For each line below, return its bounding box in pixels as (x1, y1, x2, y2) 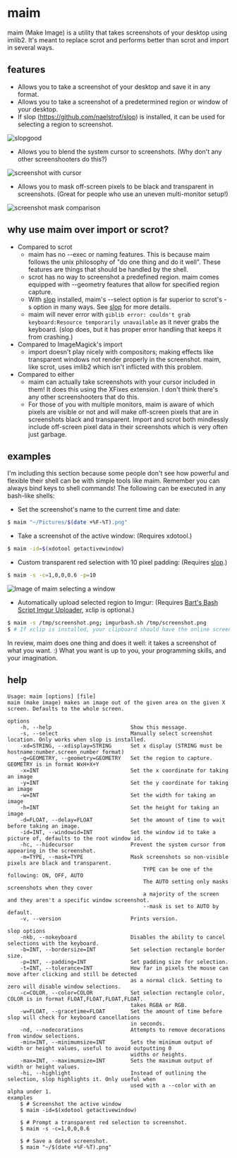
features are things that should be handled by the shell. (28, 265, 189, 273)
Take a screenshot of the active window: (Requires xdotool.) (17, 531, 193, 541)
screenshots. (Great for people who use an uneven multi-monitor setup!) (17, 189, 229, 198)
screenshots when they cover (7, 884, 93, 891)
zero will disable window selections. (7, 983, 121, 990)
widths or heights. (130, 1051, 188, 1058)
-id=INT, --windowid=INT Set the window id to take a (20, 828, 217, 836)
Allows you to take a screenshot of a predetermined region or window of (17, 97, 229, 106)
